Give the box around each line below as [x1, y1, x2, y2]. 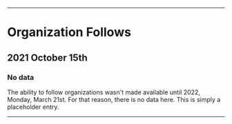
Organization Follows [7, 25, 131, 40]
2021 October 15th [7, 52, 88, 63]
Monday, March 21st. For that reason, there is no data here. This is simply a [7, 95, 221, 103]
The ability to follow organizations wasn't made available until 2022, [7, 87, 200, 96]
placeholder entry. [7, 103, 59, 111]
